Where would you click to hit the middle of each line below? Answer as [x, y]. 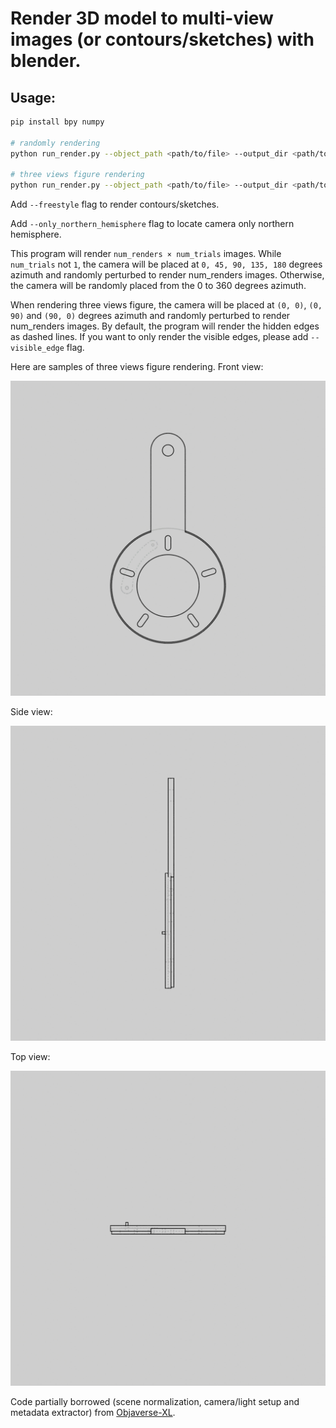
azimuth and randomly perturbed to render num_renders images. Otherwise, [167, 275]
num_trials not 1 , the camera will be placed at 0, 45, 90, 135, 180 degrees [166, 264]
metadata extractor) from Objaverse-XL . [93, 1413]
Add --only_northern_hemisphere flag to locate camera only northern [152, 224]
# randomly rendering [55, 143]
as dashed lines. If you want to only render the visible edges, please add [159, 337]
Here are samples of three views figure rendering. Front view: [137, 367]
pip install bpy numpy [57, 122]
